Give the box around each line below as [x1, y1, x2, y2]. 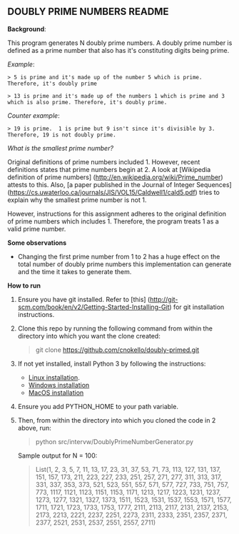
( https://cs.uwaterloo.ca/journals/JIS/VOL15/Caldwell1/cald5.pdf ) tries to [7, 188, 220, 196]
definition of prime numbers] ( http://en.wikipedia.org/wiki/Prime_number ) [7, 173, 223, 181]
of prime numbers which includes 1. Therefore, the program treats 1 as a [7, 217, 219, 226]
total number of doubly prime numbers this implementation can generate [17, 260, 232, 268]
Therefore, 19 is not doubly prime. [7, 131, 116, 138]
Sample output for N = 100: [17, 451, 98, 460]
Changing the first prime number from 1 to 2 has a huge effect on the [17, 252, 220, 261]
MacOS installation [28, 388, 84, 397]
